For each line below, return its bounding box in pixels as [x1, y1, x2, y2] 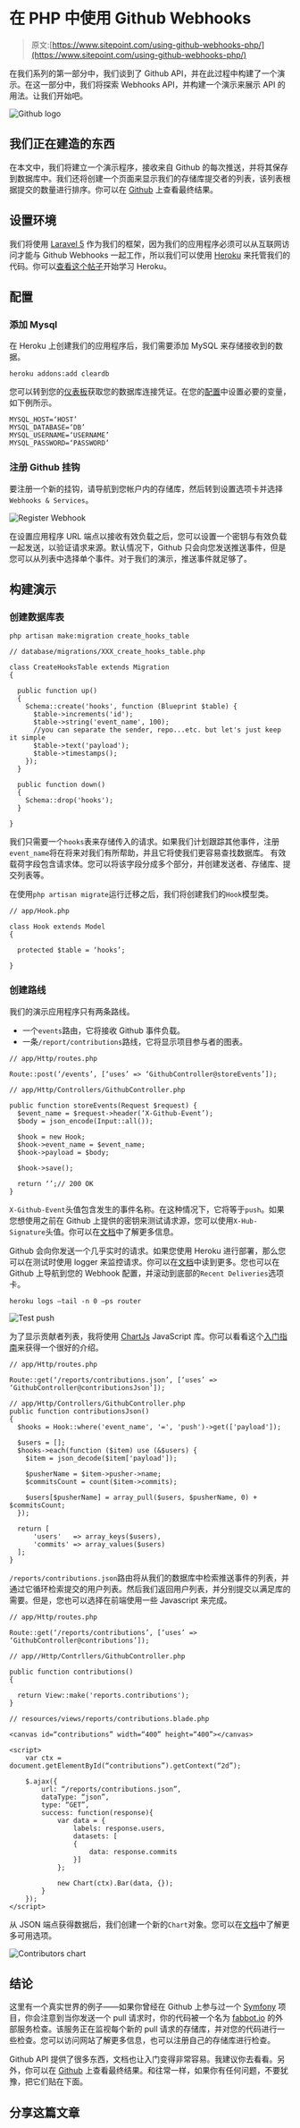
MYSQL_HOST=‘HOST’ [9, 415, 78, 425]
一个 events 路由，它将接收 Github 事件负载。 [21, 1025, 186, 1036]
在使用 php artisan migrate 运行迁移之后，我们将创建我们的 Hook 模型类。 [9, 889, 274, 900]
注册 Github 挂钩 [9, 462, 80, 474]
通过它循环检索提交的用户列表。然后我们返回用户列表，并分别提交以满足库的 [9, 1583, 291, 1594]
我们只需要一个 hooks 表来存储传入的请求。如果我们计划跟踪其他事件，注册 [9, 836, 279, 847]
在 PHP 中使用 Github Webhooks [9, 8, 252, 29]
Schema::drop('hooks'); [25, 796, 114, 805]
